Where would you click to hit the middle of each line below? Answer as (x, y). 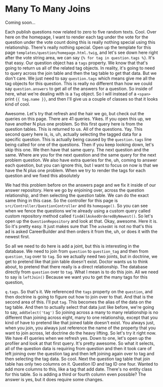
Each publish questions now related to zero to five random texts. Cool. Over (81, 32)
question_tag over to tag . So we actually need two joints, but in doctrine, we (81, 256)
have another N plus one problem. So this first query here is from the (74, 124)
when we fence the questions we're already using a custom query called (78, 211)
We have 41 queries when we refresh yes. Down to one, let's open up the (78, 338)
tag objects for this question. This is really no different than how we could (79, 83)
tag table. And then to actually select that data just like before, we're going (80, 307)
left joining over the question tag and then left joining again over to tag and (80, 353)
